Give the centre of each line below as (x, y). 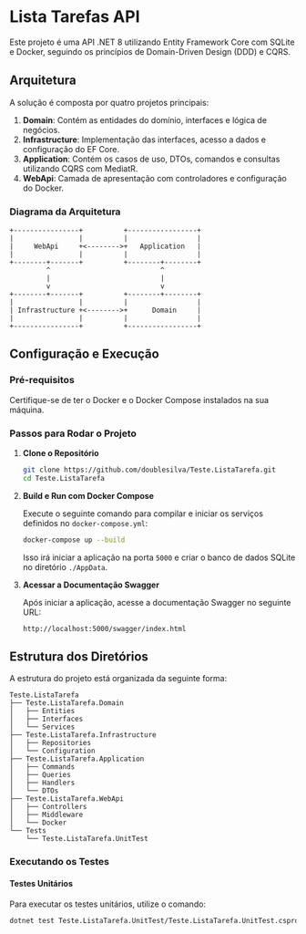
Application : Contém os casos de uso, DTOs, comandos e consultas (151, 159)
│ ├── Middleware (46, 815)
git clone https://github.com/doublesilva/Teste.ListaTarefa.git (149, 470)
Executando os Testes (59, 862)
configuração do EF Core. (71, 149)
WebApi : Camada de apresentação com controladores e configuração (154, 178)
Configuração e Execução (84, 354)
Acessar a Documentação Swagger (91, 585)
